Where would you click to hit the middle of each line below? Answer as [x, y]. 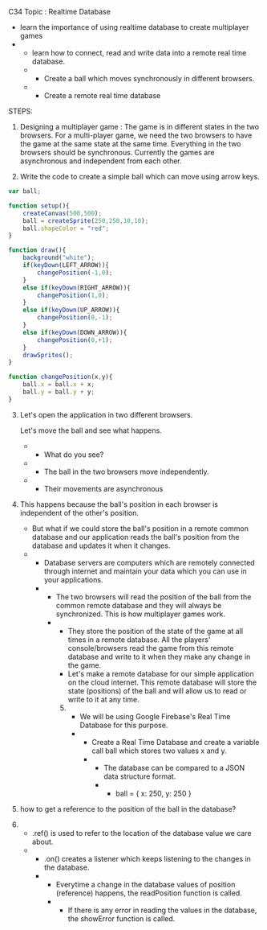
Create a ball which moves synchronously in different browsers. [149, 78]
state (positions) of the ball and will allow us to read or [157, 690]
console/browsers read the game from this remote [151, 648]
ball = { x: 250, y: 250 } [154, 793]
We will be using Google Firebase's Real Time [155, 716]
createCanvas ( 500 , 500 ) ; [63, 213]
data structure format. [140, 776]
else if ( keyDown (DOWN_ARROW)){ [75, 332]
